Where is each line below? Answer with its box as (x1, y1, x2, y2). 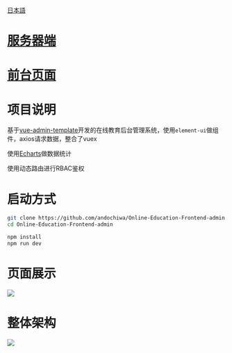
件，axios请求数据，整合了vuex (7, 135, 97, 143)
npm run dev (7, 240, 42, 247)
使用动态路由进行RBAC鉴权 (7, 164, 85, 172)
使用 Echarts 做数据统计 (7, 149, 72, 158)
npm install (7, 233, 42, 240)
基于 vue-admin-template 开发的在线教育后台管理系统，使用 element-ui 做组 (7, 126, 219, 134)
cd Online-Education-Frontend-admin (7, 221, 113, 228)
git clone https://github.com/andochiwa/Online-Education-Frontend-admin (7, 215, 226, 222)
